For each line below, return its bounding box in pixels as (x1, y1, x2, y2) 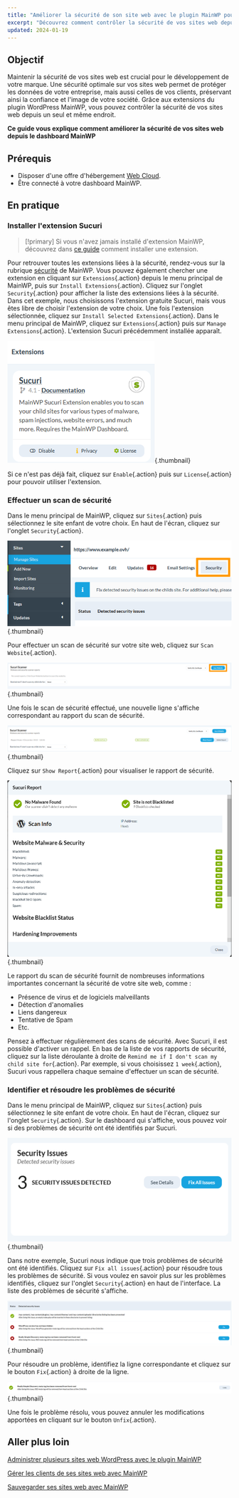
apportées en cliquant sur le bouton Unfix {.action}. (7, 1415, 156, 1424)
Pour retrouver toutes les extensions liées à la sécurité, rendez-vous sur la (7, 258, 225, 267)
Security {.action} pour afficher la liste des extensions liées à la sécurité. (7, 288, 219, 297)
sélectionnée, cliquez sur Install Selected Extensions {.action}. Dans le (7, 311, 219, 320)
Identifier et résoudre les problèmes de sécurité (7, 1084, 176, 1094)
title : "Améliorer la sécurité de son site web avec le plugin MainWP (7, 11, 221, 19)
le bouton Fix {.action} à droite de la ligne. (7, 1368, 129, 1376)
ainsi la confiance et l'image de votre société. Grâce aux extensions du (7, 95, 215, 104)
